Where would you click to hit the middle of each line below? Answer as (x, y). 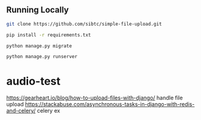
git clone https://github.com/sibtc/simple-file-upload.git (84, 24)
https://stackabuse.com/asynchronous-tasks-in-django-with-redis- (110, 104)
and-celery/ (21, 111)
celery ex (48, 111)
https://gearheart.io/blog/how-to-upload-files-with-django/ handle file (95, 98)
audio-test (33, 81)
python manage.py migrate (39, 46)
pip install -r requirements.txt (49, 35)
